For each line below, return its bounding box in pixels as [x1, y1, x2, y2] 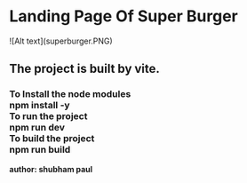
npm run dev [9, 122, 65, 134]
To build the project [9, 132, 95, 145]
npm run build [9, 144, 71, 156]
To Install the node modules [9, 88, 131, 100]
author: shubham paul [9, 163, 93, 174]
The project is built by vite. [9, 61, 160, 76]
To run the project [9, 110, 88, 123]
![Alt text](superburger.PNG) [9, 36, 113, 46]
